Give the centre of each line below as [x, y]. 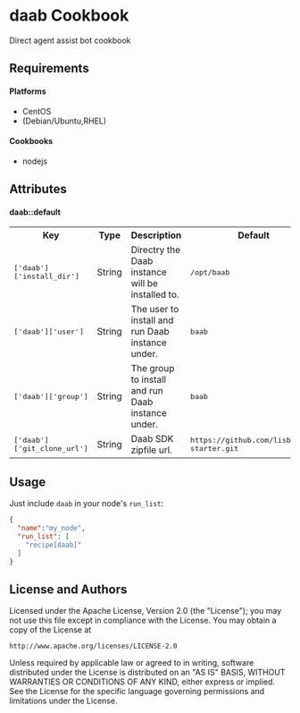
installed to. [155, 294]
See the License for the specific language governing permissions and [137, 692]
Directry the [156, 250]
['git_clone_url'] [51, 449]
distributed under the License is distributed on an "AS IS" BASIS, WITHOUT [147, 673]
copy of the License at [50, 630]
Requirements [49, 68]
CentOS [37, 111]
